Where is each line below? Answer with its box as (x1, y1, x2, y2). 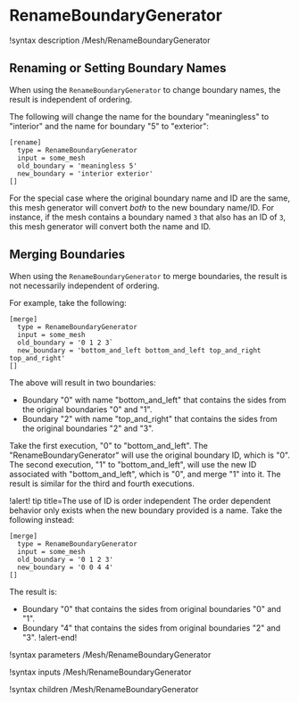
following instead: (9, 514, 74, 525)
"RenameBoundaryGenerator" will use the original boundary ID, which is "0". (9, 450, 290, 460)
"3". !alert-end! (21, 632, 78, 642)
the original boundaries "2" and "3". (21, 423, 154, 434)
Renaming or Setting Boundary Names (9, 61, 227, 76)
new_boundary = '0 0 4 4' (17, 563, 114, 572)
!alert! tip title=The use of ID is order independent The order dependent (9, 495, 271, 506)
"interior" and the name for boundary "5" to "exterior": (9, 120, 210, 131)
